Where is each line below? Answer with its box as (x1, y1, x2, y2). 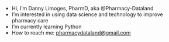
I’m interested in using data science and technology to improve (11, 11, 164, 18)
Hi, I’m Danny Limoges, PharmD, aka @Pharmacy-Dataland (11, 5, 154, 12)
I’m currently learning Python (11, 23, 82, 30)
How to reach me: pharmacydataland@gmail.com (11, 29, 131, 36)
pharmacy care (11, 17, 49, 24)
